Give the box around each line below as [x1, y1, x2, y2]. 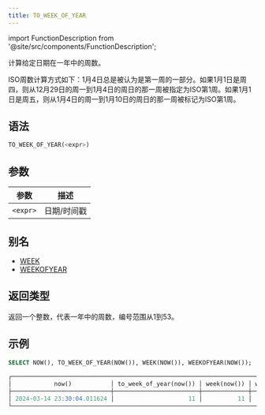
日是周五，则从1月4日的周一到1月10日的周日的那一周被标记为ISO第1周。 [8, 94, 241, 103]
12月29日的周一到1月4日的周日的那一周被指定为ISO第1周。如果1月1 [35, 84, 252, 94]
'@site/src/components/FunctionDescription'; [8, 41, 156, 51]
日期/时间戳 [44, 206, 87, 217]
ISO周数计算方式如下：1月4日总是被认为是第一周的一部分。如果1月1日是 [8, 74, 241, 84]
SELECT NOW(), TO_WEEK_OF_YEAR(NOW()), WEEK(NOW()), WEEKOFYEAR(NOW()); [8, 358, 252, 367]
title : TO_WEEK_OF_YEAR [8, 11, 87, 20]
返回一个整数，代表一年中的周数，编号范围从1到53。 [8, 312, 179, 321]
